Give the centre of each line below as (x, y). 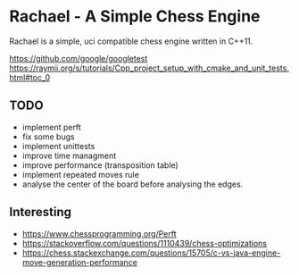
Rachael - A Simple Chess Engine (135, 17)
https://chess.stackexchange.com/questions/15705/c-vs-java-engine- (151, 253)
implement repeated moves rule (81, 174)
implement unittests (58, 146)
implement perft (52, 127)
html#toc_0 (30, 77)
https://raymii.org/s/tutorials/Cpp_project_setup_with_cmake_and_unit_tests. (149, 68)
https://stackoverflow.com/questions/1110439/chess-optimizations (145, 243)
